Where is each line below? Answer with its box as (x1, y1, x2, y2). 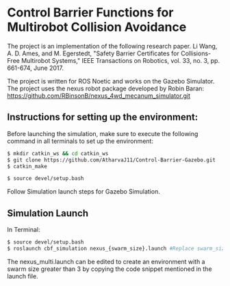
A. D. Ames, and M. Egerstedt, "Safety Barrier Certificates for (7, 49, 179, 57)
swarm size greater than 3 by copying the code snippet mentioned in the (7, 265, 212, 273)
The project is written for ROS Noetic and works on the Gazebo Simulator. (7, 77, 215, 85)
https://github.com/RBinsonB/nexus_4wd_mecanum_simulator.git (7, 91, 190, 100)
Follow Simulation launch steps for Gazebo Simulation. (7, 187, 161, 196)
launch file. (7, 272, 39, 280)
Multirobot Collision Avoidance (7, 19, 187, 35)
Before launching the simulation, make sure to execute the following (7, 129, 199, 138)
